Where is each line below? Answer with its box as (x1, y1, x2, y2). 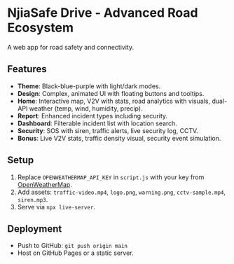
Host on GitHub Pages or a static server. (17, 249, 135, 257)
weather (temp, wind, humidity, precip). (29, 104, 143, 113)
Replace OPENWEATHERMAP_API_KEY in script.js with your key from (17, 173, 205, 181)
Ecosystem (7, 20, 74, 36)
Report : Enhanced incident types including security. (17, 111, 168, 120)
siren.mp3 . (17, 195, 48, 204)
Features (7, 63, 47, 75)
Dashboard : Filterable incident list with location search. (17, 119, 177, 127)
